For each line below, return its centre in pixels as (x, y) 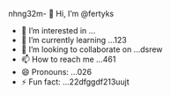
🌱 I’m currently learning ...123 (74, 40)
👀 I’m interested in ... (58, 30)
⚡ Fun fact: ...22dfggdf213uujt (75, 82)
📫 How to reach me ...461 (68, 59)
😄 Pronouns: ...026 (56, 72)
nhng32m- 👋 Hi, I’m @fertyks (61, 14)
